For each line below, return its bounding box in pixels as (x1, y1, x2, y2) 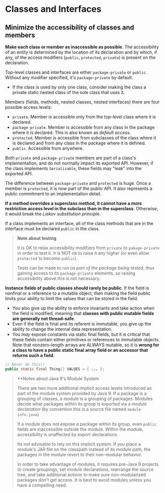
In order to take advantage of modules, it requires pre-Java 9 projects (17, 461, 159, 467)
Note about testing (17, 235, 57, 241)
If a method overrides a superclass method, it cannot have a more (5, 200, 142, 206)
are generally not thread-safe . (12, 315, 75, 321)
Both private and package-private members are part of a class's (5, 155, 136, 161)
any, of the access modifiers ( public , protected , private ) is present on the (5, 54, 156, 60)
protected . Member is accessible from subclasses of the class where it (12, 135, 157, 140)
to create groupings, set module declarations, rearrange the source (17, 466, 154, 472)
